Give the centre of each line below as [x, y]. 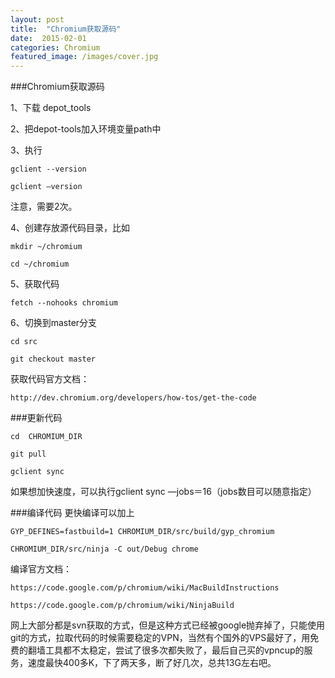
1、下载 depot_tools [51, 108]
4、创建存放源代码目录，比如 [70, 228]
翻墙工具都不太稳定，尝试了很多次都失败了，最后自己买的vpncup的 [166, 650]
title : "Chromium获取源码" [66, 29]
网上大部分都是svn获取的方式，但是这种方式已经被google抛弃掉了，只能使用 [168, 625]
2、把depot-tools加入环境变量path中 [86, 129]
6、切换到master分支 [54, 323]
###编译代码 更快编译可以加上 [72, 513]
